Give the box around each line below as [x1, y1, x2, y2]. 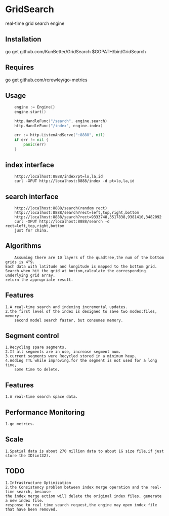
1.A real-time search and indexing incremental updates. [5, 304, 128, 310]
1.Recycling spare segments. [5, 345, 67, 350]
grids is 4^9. [5, 260, 35, 265]
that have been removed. [5, 507, 58, 512]
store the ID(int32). [5, 453, 51, 458]
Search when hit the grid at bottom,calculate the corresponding [5, 268, 146, 273]
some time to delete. [14, 367, 60, 372]
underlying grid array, [5, 273, 56, 278]
